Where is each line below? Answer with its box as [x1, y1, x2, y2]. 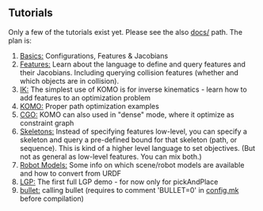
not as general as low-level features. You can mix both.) [19, 152, 202, 161]
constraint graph [19, 118, 74, 127]
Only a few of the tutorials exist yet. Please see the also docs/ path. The [8, 27, 243, 36]
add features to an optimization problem [19, 92, 151, 102]
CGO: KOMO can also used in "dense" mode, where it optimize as [19, 110, 235, 119]
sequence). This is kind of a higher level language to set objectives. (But [19, 143, 256, 153]
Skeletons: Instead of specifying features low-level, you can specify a [19, 126, 248, 136]
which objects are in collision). [19, 76, 120, 85]
